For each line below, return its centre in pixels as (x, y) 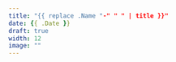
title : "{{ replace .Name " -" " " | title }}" (88, 16)
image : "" (25, 46)
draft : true (28, 31)
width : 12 (25, 38)
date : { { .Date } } (39, 23)
